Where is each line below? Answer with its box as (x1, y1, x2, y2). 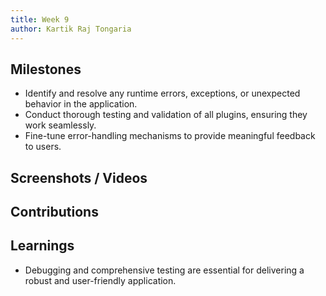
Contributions (10, 204, 99, 221)
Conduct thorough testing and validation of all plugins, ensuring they (24, 109, 308, 121)
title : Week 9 (10, 14, 70, 25)
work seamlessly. (24, 119, 97, 131)
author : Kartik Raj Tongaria (10, 24, 132, 34)
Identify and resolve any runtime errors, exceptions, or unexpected (24, 87, 301, 100)
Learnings (10, 237, 75, 255)
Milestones (10, 61, 82, 78)
